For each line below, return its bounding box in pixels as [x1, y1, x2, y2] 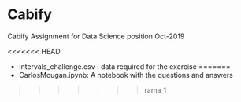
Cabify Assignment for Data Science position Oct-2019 [7, 31, 185, 41]
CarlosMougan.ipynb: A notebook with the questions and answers [18, 70, 234, 79]
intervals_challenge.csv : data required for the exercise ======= [18, 61, 232, 71]
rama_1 [144, 85, 167, 95]
